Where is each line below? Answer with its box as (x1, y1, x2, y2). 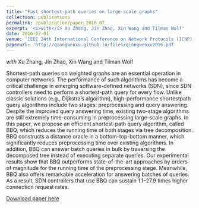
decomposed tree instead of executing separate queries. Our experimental (6, 152, 189, 159)
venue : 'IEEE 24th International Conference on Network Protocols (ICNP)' (6, 36, 195, 42)
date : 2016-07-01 (6, 31, 49, 37)
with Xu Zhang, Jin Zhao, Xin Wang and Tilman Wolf (6, 58, 134, 65)
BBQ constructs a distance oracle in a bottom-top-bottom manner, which (6, 133, 185, 140)
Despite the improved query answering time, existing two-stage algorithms (6, 108, 189, 115)
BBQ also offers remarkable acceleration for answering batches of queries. (6, 171, 189, 178)
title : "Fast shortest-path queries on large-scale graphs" (6, 8, 159, 15)
